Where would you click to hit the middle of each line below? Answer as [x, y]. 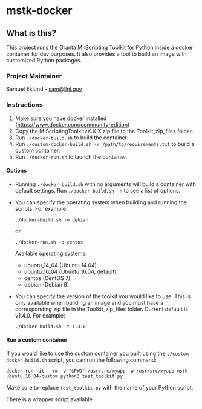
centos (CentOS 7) [47, 278]
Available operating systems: [51, 253]
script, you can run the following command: [103, 360]
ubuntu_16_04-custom [32, 376]
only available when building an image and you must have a [89, 302]
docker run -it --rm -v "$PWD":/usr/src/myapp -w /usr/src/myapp [90, 371]
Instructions [25, 105]
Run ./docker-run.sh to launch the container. [71, 157]
